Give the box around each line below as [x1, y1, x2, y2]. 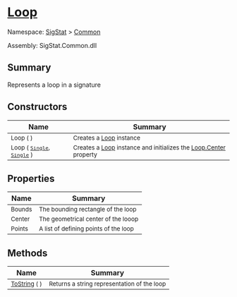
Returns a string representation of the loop [49, 280, 166, 288]
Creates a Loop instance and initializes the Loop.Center [73, 143, 226, 152]
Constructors [7, 101, 68, 113]
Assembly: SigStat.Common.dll [7, 41, 97, 49]
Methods [7, 247, 48, 259]
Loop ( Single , [11, 143, 51, 152]
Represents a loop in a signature [7, 80, 101, 89]
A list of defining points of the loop [38, 225, 134, 233]
